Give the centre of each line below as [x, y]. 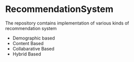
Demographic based [34, 38]
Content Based [28, 43]
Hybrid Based [27, 54]
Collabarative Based [33, 48]
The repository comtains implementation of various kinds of [67, 23]
